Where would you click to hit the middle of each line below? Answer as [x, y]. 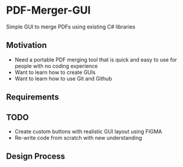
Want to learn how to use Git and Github [63, 78]
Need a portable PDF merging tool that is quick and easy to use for [96, 59]
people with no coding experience [56, 66]
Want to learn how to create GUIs [55, 72]
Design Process [36, 157]
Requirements [32, 97]
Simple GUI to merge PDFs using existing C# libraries [71, 27]
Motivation [27, 45]
